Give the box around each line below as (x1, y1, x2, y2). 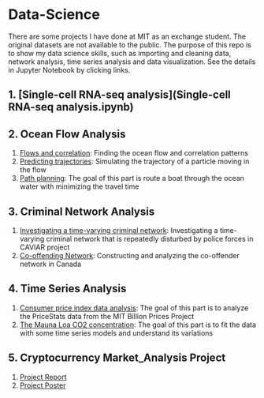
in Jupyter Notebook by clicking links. (8, 65, 131, 74)
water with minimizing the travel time (19, 182, 139, 191)
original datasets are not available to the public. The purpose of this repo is (8, 39, 252, 49)
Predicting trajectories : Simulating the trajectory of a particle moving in (19, 156, 250, 167)
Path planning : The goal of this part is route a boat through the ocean (19, 174, 244, 183)
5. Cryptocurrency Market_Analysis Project (8, 351, 226, 365)
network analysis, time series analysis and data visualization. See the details (8, 57, 256, 66)
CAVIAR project (19, 242, 70, 252)
